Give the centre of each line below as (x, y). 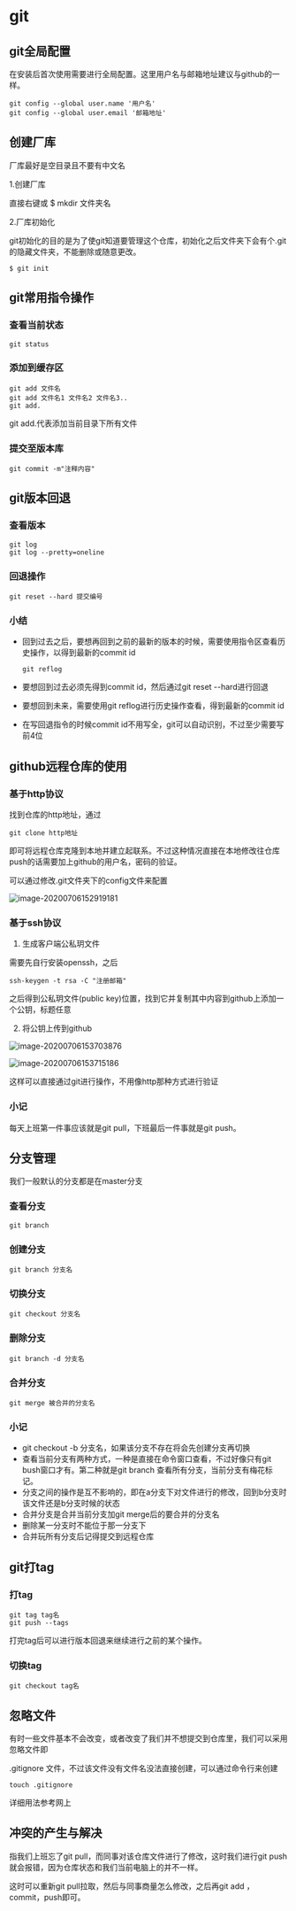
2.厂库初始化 (32, 221)
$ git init (29, 268)
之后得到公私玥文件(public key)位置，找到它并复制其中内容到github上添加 (143, 999)
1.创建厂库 (27, 184)
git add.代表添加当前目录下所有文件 (73, 423)
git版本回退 (40, 498)
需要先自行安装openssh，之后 (64, 963)
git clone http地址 (44, 833)
